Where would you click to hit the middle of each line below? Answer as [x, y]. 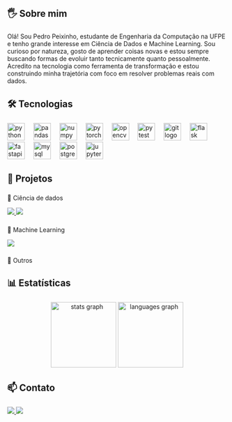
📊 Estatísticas [39, 283]
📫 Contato [31, 388]
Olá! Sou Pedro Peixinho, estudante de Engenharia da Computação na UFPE [116, 36]
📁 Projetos [30, 179]
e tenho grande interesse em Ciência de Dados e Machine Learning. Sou [111, 44]
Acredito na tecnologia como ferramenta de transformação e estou [103, 66]
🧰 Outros [20, 260]
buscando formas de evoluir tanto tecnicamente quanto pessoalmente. [109, 59]
